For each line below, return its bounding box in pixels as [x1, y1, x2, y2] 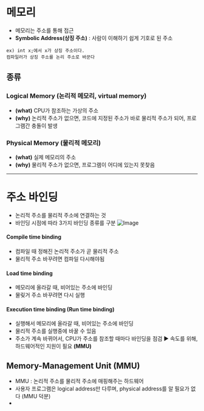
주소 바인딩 [6, 191, 58, 204]
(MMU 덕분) [21, 393, 51, 400]
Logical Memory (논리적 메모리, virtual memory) [6, 92, 147, 100]
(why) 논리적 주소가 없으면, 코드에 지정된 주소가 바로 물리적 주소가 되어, [15, 114, 186, 121]
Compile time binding [6, 233, 62, 240]
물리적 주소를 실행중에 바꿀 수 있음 [15, 327, 97, 335]
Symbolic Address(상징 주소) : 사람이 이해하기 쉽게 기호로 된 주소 [15, 34, 173, 41]
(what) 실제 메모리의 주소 [15, 153, 76, 161]
